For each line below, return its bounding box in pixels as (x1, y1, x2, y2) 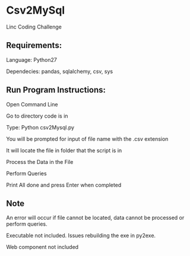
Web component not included (6, 244, 79, 251)
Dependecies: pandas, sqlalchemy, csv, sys (6, 68, 113, 75)
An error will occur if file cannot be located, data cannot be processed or (6, 214, 185, 222)
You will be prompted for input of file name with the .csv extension (6, 135, 169, 143)
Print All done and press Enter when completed (6, 181, 122, 188)
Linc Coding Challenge (6, 23, 62, 30)
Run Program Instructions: (6, 85, 106, 95)
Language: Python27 (6, 56, 58, 63)
